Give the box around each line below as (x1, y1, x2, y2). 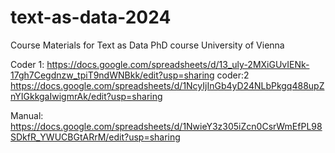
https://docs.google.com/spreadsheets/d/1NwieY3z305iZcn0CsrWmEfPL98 (10, 120, 323, 132)
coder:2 (216, 69, 250, 81)
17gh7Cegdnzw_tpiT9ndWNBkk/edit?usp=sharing (10, 69, 215, 81)
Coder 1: (10, 58, 45, 70)
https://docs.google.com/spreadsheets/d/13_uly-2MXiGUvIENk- (46, 58, 310, 70)
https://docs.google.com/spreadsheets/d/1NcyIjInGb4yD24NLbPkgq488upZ (10, 79, 325, 91)
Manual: (10, 109, 44, 121)
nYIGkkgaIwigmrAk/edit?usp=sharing (10, 90, 163, 102)
